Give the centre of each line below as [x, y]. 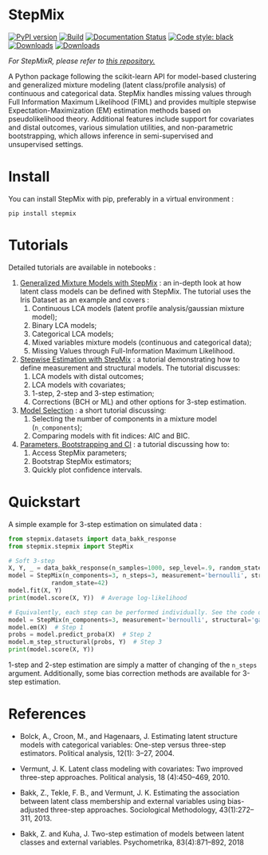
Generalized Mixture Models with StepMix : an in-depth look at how [130, 282]
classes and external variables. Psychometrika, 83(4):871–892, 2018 [132, 842]
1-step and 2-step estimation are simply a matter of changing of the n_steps [133, 665]
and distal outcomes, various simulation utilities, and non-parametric [121, 127]
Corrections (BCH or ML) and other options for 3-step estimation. [139, 402]
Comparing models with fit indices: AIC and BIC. [111, 435]
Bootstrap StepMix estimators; [81, 461]
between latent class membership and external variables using [122, 801]
